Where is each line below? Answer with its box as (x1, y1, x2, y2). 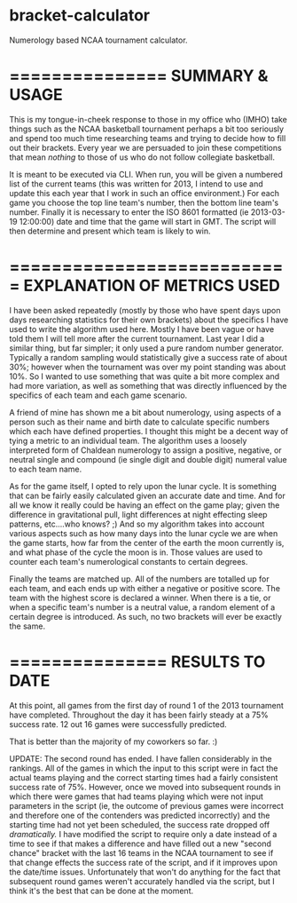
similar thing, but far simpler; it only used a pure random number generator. (9, 343, 284, 353)
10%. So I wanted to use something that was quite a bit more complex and (9, 370, 280, 382)
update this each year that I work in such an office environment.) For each (9, 187, 279, 198)
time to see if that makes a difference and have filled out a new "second (9, 838, 272, 849)
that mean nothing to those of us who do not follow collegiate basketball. (9, 152, 276, 162)
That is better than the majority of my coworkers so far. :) (9, 736, 218, 747)
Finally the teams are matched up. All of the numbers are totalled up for (9, 574, 270, 584)
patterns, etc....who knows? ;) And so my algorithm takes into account (9, 519, 265, 529)
